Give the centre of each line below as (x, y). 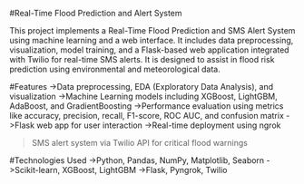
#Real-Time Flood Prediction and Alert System (96, 13)
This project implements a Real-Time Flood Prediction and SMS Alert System (152, 30)
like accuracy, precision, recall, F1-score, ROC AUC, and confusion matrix (147, 116)
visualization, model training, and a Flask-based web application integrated (149, 50)
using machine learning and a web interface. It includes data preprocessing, (152, 40)
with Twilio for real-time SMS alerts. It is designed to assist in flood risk (142, 59)
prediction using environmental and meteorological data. (115, 69)
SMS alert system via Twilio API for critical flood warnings (139, 143)
